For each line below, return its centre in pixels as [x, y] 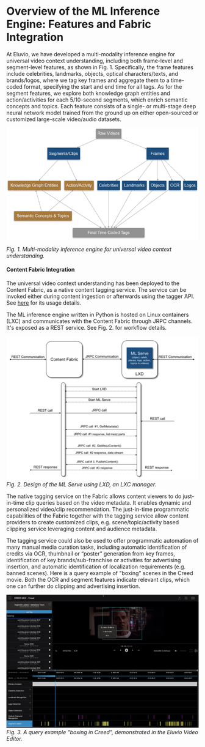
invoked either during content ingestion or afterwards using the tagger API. [100, 296]
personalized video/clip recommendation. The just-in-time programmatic [98, 510]
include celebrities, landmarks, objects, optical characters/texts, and [92, 73]
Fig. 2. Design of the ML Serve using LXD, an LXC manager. [81, 485]
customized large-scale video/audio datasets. [64, 119]
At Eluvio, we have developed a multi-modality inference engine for [91, 54]
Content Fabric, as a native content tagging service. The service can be [96, 290]
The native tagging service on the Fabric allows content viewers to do [94, 496]
